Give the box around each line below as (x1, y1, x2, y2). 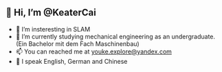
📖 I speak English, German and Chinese (15, 57, 128, 65)
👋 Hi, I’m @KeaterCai (5, 7, 96, 19)
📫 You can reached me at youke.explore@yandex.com (15, 47, 173, 56)
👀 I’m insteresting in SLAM (15, 25, 91, 33)
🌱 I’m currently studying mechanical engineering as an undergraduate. (15, 32, 216, 40)
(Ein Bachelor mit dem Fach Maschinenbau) (15, 39, 140, 48)
